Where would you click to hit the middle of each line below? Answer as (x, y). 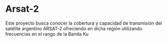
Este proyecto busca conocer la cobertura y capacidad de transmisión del (83, 23)
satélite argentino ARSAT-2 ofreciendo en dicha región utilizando (74, 28)
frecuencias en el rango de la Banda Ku (47, 34)
